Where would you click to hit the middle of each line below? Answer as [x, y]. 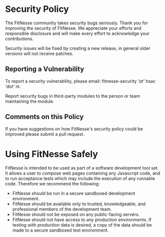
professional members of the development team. [62, 209]
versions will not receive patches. [39, 54]
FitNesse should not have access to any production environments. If [82, 220]
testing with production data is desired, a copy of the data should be [82, 225]
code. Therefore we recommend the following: [53, 183]
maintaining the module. [30, 101]
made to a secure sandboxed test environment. [60, 230]
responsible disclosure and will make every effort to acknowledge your [77, 33]
